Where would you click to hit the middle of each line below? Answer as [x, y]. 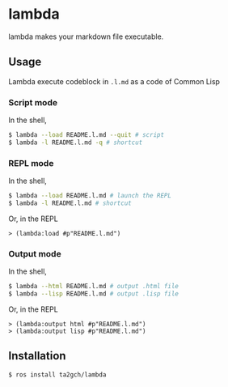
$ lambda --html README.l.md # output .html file [94, 287]
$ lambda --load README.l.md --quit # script [86, 135]
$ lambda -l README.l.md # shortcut [70, 203]
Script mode [33, 102]
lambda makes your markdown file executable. [86, 36]
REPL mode [31, 163]
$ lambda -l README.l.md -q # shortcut [76, 142]
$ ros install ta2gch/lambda [57, 374]
